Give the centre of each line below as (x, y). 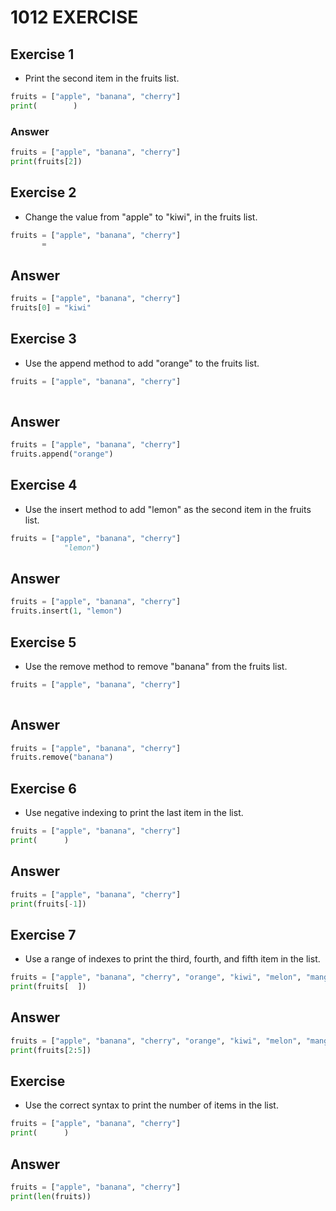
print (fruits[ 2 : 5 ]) (51, 1050)
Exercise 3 (43, 339)
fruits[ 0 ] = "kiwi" (51, 308)
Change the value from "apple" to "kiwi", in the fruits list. (141, 217)
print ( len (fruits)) (51, 1196)
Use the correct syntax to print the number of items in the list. (151, 1105)
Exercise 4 (44, 485)
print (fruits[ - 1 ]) (48, 904)
